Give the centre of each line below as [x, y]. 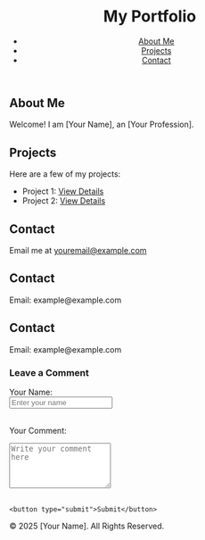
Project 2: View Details [64, 201]
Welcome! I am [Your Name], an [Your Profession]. [102, 125]
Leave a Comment [49, 372]
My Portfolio [150, 17]
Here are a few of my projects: [65, 174]
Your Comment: [38, 430]
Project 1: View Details [63, 191]
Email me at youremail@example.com [78, 250]
